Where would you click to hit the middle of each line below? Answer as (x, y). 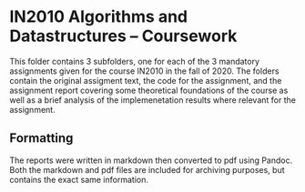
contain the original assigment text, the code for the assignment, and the (146, 80)
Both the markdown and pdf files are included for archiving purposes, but (147, 169)
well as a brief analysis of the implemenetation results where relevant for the (152, 100)
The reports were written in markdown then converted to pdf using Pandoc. (151, 160)
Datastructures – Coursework (123, 36)
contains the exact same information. (79, 179)
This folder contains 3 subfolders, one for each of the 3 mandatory (135, 61)
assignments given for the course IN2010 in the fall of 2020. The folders (144, 71)
